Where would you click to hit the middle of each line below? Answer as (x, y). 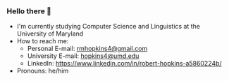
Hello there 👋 (29, 11)
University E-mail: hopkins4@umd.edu (83, 56)
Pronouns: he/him (43, 71)
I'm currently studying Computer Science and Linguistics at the (108, 27)
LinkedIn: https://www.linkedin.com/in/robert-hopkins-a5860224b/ (125, 64)
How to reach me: (43, 41)
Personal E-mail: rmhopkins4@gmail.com (87, 49)
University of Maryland (50, 34)
